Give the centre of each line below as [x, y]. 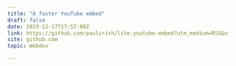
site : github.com [33, 40]
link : [15, 33]
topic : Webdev [28, 46]
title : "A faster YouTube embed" [56, 14]
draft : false [26, 20]
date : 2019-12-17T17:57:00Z [48, 26]
